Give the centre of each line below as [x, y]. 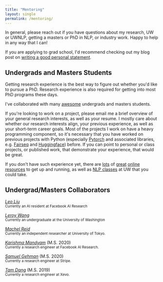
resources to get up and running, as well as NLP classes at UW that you [77, 169]
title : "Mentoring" [25, 9]
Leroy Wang [17, 215]
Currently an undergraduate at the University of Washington [55, 220]
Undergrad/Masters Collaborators [58, 190]
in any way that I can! [26, 43]
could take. [16, 175]
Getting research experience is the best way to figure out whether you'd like [81, 84]
